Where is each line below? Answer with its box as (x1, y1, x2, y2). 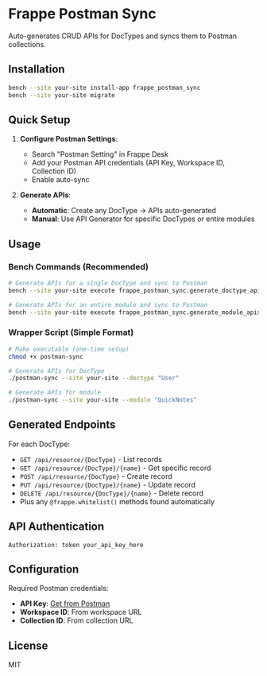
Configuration (8, 562, 79, 577)
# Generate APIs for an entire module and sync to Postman (8, 301, 208, 309)
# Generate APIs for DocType (8, 367, 105, 375)
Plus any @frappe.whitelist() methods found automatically (19, 496, 215, 506)
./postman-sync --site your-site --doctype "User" (8, 375, 180, 383)
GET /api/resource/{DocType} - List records (19, 454, 163, 464)
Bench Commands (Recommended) (8, 261, 149, 272)
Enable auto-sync (31, 175, 90, 185)
